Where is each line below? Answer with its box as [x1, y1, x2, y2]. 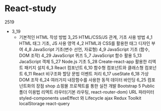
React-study [4, 3, 57, 14]
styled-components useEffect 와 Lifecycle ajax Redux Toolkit [19, 95, 141, 101]
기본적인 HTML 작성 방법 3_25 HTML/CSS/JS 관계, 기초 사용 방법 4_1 [19, 34, 153, 40]
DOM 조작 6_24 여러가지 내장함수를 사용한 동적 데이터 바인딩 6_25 [19, 76, 146, 83]
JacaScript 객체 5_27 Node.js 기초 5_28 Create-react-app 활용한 [19, 58, 147, 64]
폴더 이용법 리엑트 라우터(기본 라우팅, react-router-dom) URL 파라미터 [19, 89, 155, 95]
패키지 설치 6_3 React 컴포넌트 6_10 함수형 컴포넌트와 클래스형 [24, 64, 144, 71]
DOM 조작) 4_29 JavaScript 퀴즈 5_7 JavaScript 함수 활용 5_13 [19, 52, 142, 58]
